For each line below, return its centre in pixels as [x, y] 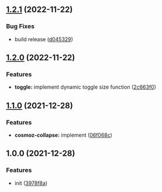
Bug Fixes [20, 26]
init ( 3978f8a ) [31, 183]
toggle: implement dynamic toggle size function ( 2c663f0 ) [85, 87]
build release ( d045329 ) [44, 39]
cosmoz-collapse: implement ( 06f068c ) [63, 135]
